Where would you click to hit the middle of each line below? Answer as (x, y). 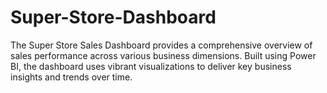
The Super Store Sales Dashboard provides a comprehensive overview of (161, 45)
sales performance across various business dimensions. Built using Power (163, 55)
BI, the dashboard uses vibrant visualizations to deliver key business (151, 66)
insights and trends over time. (71, 77)
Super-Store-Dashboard (113, 17)
